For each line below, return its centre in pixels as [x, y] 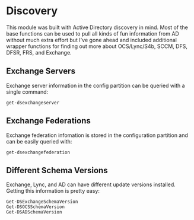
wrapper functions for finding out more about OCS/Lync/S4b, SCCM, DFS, [97, 46]
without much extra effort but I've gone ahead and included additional [91, 40]
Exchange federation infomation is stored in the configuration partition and [97, 135]
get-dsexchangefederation [38, 152]
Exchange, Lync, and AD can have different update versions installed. [91, 184]
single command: [27, 92]
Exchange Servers [41, 71]
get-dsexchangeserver [33, 103]
